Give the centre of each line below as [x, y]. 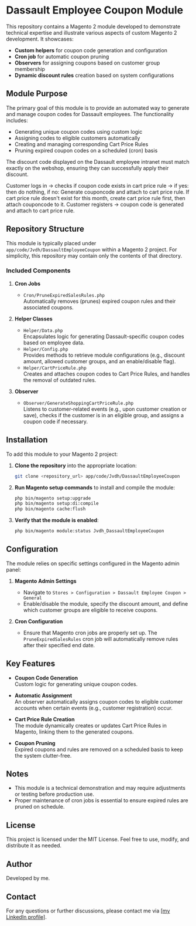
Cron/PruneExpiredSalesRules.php [64, 295]
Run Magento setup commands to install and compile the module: [95, 487]
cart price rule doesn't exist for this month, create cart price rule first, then [96, 198]
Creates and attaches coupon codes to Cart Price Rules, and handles [106, 374]
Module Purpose [37, 94]
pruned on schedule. [39, 807]
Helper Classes [33, 319]
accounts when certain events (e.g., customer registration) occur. [93, 708]
